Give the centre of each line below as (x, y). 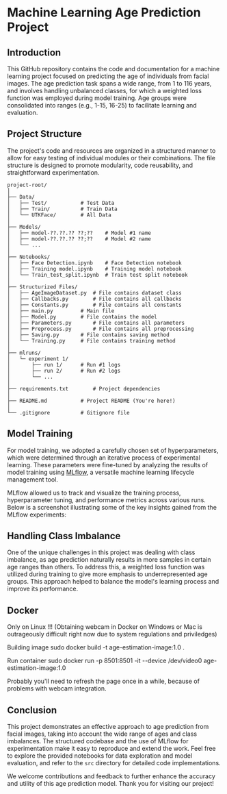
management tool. (32, 479)
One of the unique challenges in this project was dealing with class (101, 552)
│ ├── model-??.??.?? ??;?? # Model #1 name (79, 233)
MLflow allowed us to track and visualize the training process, (94, 493)
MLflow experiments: (37, 514)
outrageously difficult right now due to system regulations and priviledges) (112, 634)
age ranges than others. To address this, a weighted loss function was (106, 567)
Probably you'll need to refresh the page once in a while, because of (104, 681)
